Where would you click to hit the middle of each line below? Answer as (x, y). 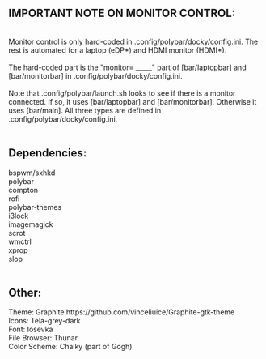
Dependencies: (48, 153)
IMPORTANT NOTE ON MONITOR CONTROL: (122, 13)
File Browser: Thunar (43, 338)
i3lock (19, 216)
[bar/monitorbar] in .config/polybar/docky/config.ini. (96, 75)
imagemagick (31, 224)
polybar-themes (35, 207)
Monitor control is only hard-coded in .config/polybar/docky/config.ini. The (133, 41)
